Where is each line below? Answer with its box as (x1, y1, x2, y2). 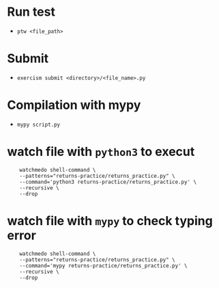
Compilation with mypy (7, 97, 141, 113)
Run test (7, 4, 56, 20)
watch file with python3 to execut (7, 144, 195, 159)
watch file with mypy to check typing (7, 213, 213, 228)
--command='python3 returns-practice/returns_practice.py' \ (19, 179, 196, 185)
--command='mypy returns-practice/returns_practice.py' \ (19, 262, 188, 269)
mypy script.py (16, 121, 61, 128)
